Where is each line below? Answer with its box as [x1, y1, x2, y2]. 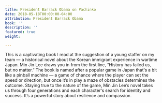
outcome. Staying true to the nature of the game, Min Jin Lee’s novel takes [5, 82, 153, 88]
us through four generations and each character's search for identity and [5, 88, 151, 93]
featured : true [5, 29, 36, 34]
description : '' [5, 25, 38, 30]
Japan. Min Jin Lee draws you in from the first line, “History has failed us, [5, 61, 151, 68]
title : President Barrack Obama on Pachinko [5, 7, 96, 12]
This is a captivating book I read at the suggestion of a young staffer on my [5, 51, 155, 57]
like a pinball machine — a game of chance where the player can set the [5, 72, 149, 78]
